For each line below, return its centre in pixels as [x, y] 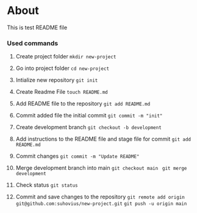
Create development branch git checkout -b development [89, 127]
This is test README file [37, 27]
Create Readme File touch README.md [62, 92]
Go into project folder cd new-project [62, 68]
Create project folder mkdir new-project [66, 57]
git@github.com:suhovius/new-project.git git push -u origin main [101, 204]
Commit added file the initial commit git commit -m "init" [89, 116]
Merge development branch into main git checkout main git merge [101, 168]
